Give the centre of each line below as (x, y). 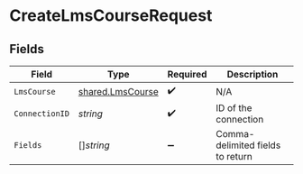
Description (252, 74)
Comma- (235, 134)
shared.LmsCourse (119, 91)
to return (234, 156)
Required (187, 74)
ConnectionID (42, 114)
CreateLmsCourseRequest (111, 16)
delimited (235, 145)
